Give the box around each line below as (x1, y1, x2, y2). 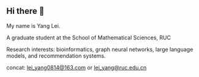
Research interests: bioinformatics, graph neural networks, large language (6, 45, 193, 53)
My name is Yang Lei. (6, 22, 61, 29)
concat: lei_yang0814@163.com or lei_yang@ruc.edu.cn (6, 64, 147, 71)
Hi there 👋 (6, 6, 45, 16)
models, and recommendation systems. (6, 52, 106, 59)
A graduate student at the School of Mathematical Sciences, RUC (6, 34, 171, 41)
